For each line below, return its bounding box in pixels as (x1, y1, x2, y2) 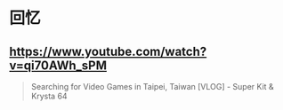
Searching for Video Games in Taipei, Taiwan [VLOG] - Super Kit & (30, 82, 274, 91)
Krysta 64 (30, 90, 69, 101)
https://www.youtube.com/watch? (9, 43, 207, 59)
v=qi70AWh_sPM (9, 58, 107, 73)
